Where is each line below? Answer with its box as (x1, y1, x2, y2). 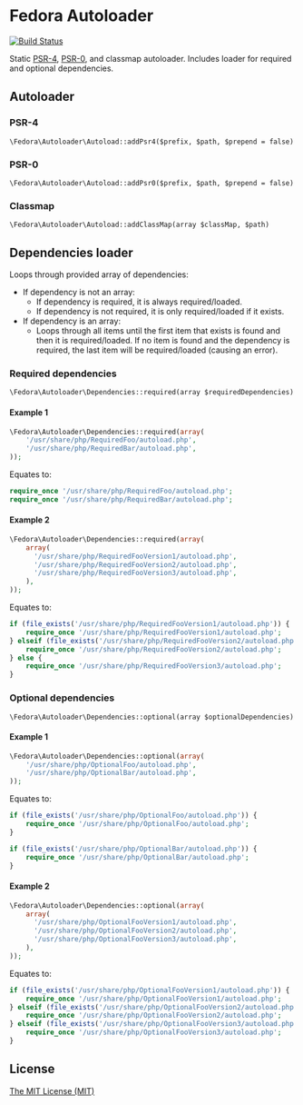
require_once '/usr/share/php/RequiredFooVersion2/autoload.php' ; (25, 644, 282, 654)
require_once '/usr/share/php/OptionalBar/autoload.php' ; (25, 852, 249, 861)
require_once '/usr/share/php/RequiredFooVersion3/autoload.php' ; (25, 662, 282, 671)
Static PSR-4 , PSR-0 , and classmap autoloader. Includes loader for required (9, 53, 292, 64)
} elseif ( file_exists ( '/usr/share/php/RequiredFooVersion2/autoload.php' (9, 636, 298, 645)
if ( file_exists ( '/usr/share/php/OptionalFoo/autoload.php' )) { (9, 811, 258, 821)
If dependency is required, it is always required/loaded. (35, 296, 243, 307)
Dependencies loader (9, 244, 133, 260)
